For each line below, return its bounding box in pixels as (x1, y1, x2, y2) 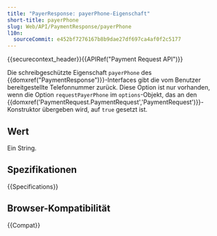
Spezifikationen (7, 164, 78, 176)
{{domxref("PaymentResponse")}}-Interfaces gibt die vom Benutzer (7, 76, 201, 84)
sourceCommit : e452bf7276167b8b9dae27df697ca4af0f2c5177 (13, 36, 182, 43)
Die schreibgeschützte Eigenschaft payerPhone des (7, 69, 153, 77)
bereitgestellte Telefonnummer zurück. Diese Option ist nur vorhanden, (7, 83, 210, 92)
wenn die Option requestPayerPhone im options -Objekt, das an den (7, 91, 198, 99)
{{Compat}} (7, 221, 40, 229)
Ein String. (7, 144, 37, 152)
